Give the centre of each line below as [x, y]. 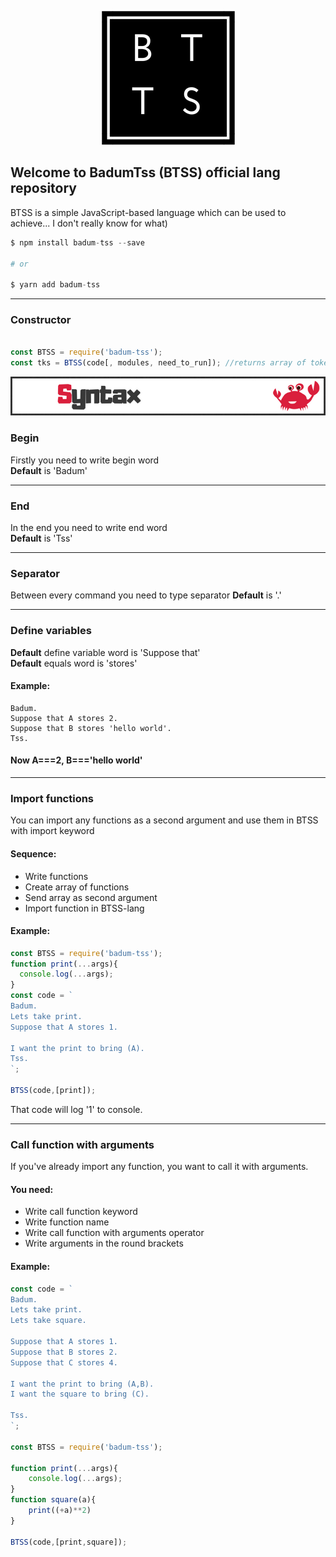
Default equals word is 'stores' [74, 663]
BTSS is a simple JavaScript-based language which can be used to [148, 212]
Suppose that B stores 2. [64, 1352]
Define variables [51, 631]
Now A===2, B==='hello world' [76, 760]
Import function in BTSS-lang [84, 908]
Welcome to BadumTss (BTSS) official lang [145, 172]
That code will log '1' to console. [76, 1109]
